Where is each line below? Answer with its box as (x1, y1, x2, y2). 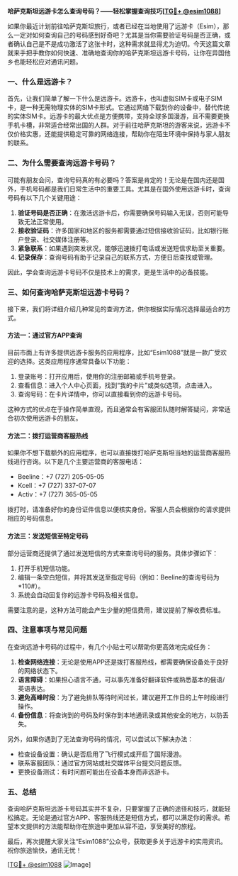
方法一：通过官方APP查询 (7, 331, 83, 340)
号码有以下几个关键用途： (7, 193, 82, 201)
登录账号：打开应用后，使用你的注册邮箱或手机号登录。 (17, 372, 179, 381)
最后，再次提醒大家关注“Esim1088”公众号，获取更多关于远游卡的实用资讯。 (7, 837, 227, 846)
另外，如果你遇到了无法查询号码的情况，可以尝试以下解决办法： (7, 734, 193, 743)
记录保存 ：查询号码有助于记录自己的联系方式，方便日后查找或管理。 (17, 253, 217, 261)
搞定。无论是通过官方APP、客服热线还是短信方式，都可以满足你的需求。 (13, 814, 225, 822)
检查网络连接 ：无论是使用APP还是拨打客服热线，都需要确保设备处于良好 (17, 658, 229, 666)
